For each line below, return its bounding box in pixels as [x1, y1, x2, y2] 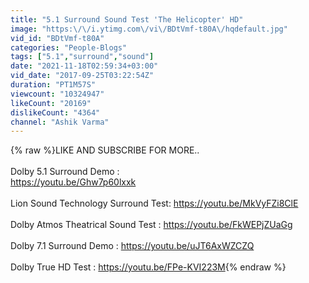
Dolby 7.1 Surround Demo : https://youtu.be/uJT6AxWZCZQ [10, 240, 255, 252]
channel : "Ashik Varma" [10, 117, 110, 127]
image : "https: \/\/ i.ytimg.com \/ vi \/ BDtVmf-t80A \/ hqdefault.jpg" [10, 24, 288, 34]
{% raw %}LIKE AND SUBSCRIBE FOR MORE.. [10, 144, 200, 156]
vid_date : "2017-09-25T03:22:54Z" [10, 71, 155, 81]
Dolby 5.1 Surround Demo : [10, 166, 120, 178]
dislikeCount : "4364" [10, 107, 101, 118]
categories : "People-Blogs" [10, 42, 128, 53]
